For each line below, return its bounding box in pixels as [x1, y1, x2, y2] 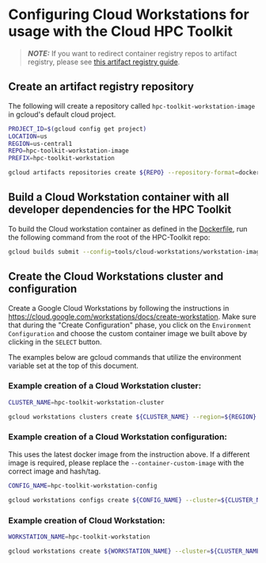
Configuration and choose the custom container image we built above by [8, 328, 248, 338]
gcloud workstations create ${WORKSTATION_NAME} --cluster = [8, 547, 211, 555]
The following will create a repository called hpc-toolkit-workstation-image [8, 101, 256, 110]
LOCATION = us [8, 132, 47, 140]
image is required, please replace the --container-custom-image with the [8, 458, 245, 467]
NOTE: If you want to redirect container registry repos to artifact [27, 48, 237, 58]
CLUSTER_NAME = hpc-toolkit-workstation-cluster [8, 398, 165, 406]
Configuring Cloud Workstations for [8, 6, 249, 24]
